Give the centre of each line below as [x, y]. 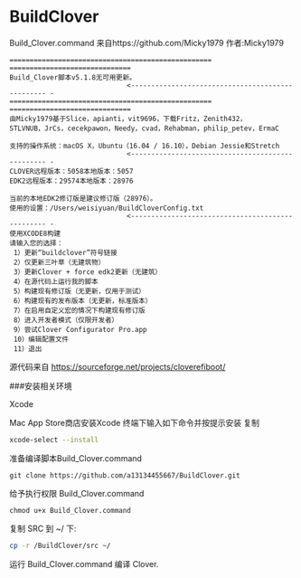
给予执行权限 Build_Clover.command [77, 493]
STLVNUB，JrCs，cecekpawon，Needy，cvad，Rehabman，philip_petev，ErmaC [144, 128]
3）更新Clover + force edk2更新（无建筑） [88, 272]
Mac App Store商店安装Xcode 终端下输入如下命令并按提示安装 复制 [135, 422]
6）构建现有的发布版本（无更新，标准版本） [83, 300]
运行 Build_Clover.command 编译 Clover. [84, 564]
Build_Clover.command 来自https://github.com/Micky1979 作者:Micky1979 [147, 43]
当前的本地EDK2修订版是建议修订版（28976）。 [83, 198]
